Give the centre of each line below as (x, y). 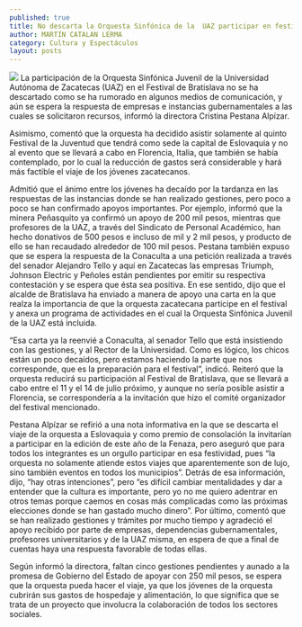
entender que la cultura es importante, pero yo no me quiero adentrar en (144, 492)
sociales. (26, 614)
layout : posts (36, 51)
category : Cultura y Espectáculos (74, 43)
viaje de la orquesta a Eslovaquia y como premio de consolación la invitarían (151, 434)
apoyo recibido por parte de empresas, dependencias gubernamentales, (143, 530)
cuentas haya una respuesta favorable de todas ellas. (108, 549)
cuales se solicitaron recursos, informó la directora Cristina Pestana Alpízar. (150, 116)
